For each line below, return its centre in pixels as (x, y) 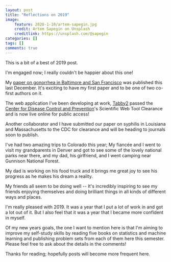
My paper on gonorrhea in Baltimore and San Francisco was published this (84, 82)
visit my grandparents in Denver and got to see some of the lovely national (83, 150)
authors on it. (29, 93)
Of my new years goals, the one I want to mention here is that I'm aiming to (84, 227)
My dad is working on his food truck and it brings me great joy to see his (81, 171)
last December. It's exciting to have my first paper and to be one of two (80, 88)
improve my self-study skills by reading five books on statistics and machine (86, 233)
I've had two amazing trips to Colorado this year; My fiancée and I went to (83, 145)
